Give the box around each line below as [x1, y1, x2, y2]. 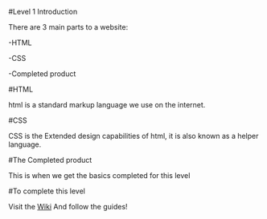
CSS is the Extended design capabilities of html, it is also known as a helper [8, 132, 259, 140]
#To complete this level [8, 186, 86, 196]
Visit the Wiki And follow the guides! [8, 202, 128, 211]
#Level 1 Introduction [8, 7, 78, 16]
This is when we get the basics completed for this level [8, 171, 191, 180]
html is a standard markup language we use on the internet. [8, 100, 206, 109]
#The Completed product [8, 156, 92, 164]
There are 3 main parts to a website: [8, 22, 129, 31]
